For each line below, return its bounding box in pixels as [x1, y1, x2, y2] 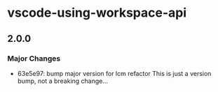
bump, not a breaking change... [17, 77, 109, 85]
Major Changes [7, 54, 61, 63]
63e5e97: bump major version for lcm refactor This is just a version [17, 69, 212, 77]
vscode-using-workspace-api [7, 5, 187, 21]
